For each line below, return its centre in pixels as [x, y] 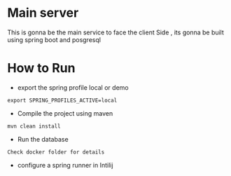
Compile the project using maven [65, 113]
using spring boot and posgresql [54, 39]
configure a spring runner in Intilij [65, 165]
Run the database [43, 139]
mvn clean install [34, 126]
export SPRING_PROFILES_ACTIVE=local [62, 100]
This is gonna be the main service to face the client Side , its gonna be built [115, 32]
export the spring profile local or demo [73, 87]
